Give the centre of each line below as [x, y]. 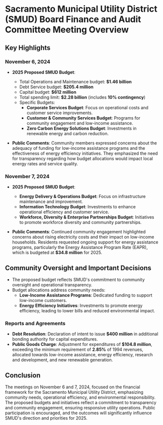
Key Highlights [28, 48]
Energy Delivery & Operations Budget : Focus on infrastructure [82, 197]
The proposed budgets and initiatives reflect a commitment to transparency [81, 403]
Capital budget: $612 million [48, 92]
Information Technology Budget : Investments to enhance [78, 207]
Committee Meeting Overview [67, 30]
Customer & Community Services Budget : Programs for [83, 118]
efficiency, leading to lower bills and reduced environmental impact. [87, 310]
